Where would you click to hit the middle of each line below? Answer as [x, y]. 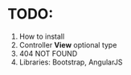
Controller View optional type [68, 44]
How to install [42, 36]
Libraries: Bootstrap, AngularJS [71, 62]
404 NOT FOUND [48, 53]
